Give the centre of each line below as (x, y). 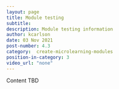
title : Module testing (35, 18)
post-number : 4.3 (28, 46)
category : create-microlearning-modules (60, 52)
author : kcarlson (28, 35)
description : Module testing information (60, 29)
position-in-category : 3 (38, 57)
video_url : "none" (30, 63)
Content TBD (23, 80)
